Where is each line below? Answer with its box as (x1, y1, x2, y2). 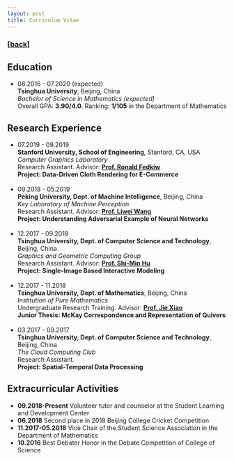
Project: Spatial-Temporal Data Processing (17, 363, 143, 371)
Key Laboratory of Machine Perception (17, 200, 130, 208)
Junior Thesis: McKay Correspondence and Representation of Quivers (17, 311, 226, 319)
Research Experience (7, 122, 102, 134)
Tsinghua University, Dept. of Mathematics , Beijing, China (17, 289, 187, 297)
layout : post (7, 10, 45, 17)
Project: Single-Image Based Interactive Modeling (17, 266, 165, 275)
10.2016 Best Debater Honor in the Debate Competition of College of (17, 438, 215, 447)
